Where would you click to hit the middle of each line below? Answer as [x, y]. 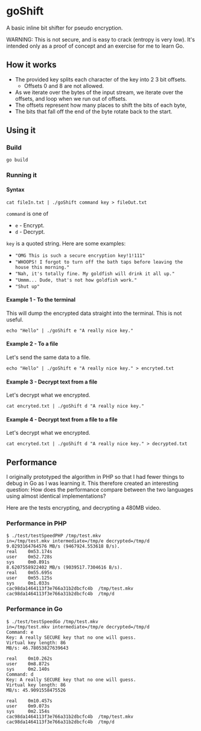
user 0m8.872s [28, 664]
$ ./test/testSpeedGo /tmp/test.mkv [52, 622]
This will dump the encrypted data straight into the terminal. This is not [94, 313]
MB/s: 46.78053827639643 [37, 648]
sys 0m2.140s [28, 669]
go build [17, 160]
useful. [15, 319]
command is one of [27, 214]
